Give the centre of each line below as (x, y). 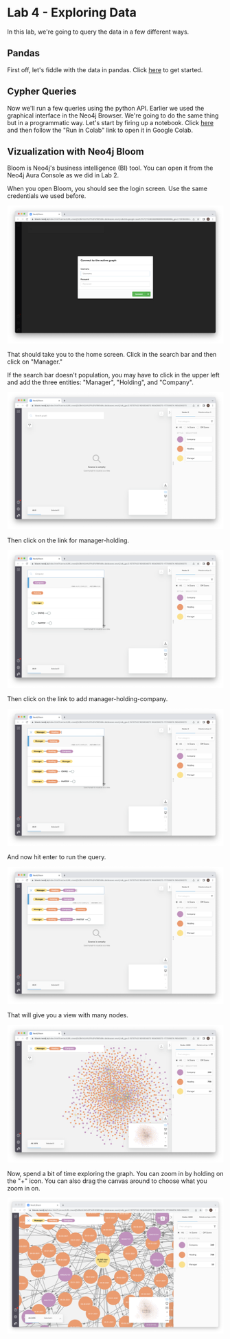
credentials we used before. (47, 196)
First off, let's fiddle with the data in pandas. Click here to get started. (105, 69)
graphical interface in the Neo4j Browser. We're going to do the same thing (113, 115)
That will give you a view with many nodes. (68, 1015)
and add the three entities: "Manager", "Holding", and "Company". (100, 382)
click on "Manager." (35, 362)
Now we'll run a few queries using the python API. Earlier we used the (106, 108)
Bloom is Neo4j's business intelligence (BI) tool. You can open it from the (110, 168)
